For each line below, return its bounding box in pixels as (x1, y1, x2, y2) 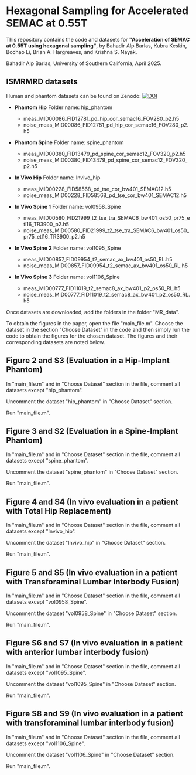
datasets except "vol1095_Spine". (6, 669, 87, 676)
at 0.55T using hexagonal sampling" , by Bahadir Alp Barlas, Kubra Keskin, (6, 42, 187, 49)
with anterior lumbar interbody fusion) (6, 647, 149, 657)
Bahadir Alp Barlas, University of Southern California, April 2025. (6, 60, 162, 67)
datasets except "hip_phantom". (6, 386, 83, 393)
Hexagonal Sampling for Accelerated (6, 4, 189, 18)
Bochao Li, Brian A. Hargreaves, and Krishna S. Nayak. (6, 48, 137, 55)
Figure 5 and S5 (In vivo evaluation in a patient (6, 567, 178, 577)
